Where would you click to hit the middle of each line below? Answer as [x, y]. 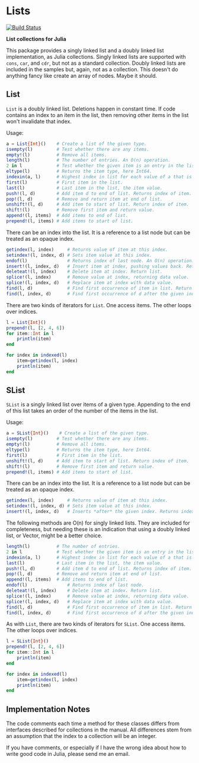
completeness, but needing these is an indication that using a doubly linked [98, 529]
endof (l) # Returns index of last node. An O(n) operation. [100, 261]
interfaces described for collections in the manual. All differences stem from [99, 730]
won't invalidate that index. [39, 121]
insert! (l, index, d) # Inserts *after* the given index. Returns [92, 512]
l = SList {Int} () [28, 641]
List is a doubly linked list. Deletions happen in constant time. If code [91, 109]
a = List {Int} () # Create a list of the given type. [76, 144]
